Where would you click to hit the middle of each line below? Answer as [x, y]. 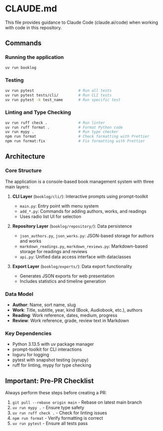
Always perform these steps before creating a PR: [56, 393]
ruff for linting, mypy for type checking [52, 365]
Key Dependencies [28, 333]
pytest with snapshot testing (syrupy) [50, 360]
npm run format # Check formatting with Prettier [77, 137]
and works [30, 241]
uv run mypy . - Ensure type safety [48, 408]
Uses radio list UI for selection [51, 216]
